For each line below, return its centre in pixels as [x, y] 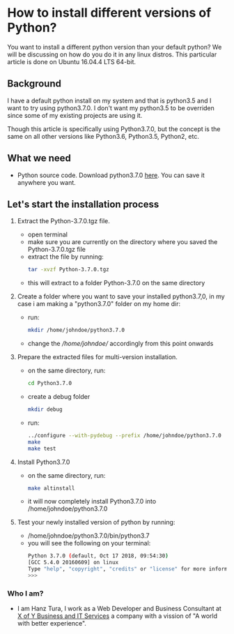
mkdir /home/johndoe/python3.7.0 [76, 330]
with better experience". [52, 624]
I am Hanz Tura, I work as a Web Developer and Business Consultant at [119, 609]
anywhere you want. [47, 182]
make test [42, 448]
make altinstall [51, 488]
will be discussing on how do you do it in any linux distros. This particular [112, 54]
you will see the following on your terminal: [89, 543]
